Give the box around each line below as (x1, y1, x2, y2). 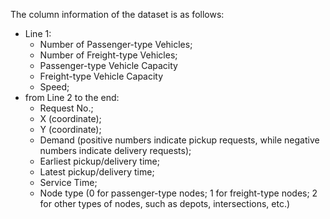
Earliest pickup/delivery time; (39, 155, 160, 167)
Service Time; (39, 177, 98, 188)
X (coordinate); (39, 113, 102, 124)
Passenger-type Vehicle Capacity (39, 60, 178, 71)
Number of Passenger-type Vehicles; (39, 39, 193, 50)
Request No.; (39, 102, 94, 114)
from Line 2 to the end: (24, 92, 120, 103)
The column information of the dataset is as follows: (10, 9, 225, 20)
